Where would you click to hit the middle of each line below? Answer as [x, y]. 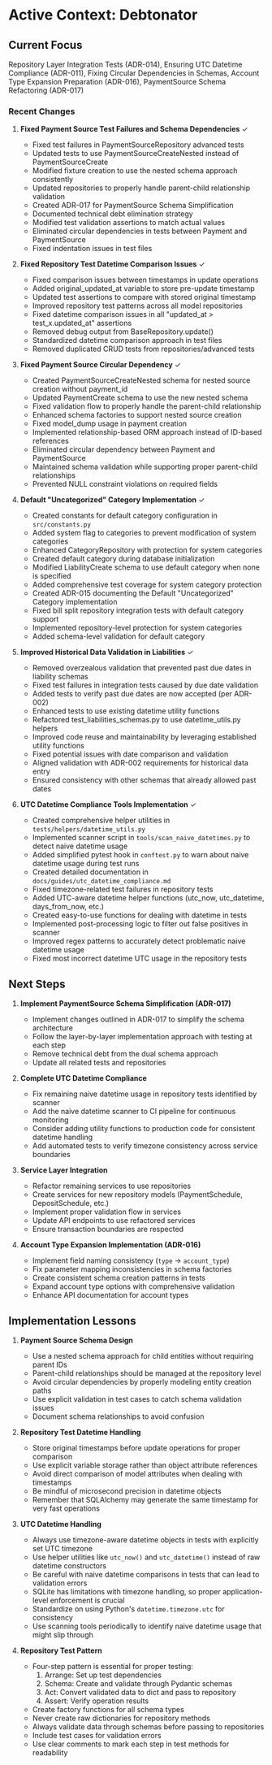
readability [50, 1752]
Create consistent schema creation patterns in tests [119, 1278]
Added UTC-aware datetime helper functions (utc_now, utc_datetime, [148, 898]
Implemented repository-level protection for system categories [137, 628]
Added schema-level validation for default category [119, 636]
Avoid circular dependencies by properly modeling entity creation [142, 1381]
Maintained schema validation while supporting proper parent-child [145, 467]
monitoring [50, 1120]
